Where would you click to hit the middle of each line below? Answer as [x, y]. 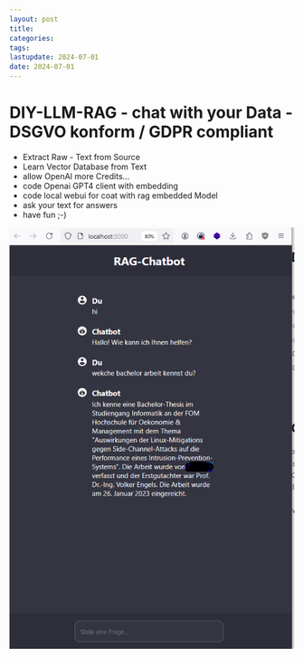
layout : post [34, 19]
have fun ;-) [44, 215]
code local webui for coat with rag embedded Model [120, 195]
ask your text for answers [70, 205]
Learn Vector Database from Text [85, 167]
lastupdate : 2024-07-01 [54, 57]
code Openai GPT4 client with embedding [100, 186]
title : [22, 29]
